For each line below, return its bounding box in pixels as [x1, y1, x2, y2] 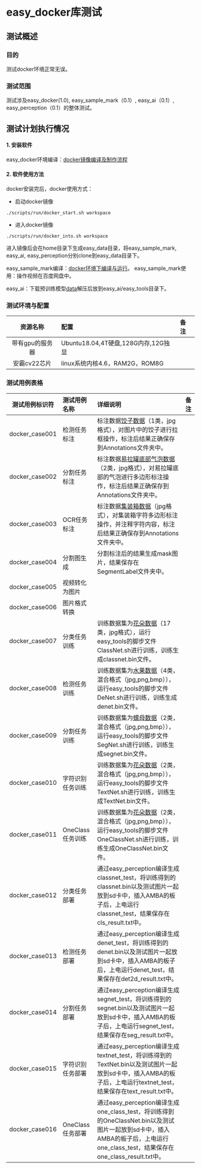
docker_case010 [9, 778, 57, 787]
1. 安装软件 [6, 142, 33, 149]
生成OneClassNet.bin [102, 844, 163, 852]
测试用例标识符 [11, 400, 54, 409]
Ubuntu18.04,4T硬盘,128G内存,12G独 [60, 339, 170, 347]
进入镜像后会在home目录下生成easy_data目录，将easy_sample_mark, [6, 244, 177, 251]
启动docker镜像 [14, 197, 54, 205]
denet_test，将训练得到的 [96, 939, 169, 947]
